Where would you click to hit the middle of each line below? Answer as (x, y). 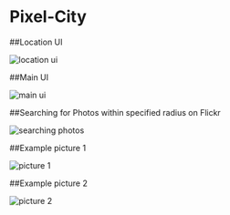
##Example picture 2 (49, 183)
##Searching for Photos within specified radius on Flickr (115, 112)
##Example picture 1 (48, 148)
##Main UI (29, 77)
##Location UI (36, 42)
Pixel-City (48, 17)
